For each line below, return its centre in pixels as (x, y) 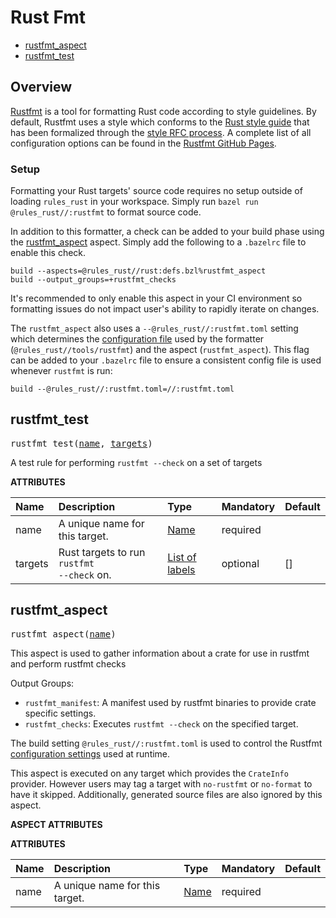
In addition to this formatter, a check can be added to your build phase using (167, 232)
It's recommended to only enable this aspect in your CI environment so (156, 298)
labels (181, 569)
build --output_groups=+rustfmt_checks (93, 280)
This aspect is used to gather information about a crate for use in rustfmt (160, 653)
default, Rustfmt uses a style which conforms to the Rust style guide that (160, 122)
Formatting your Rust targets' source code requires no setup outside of (156, 191)
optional (240, 563)
